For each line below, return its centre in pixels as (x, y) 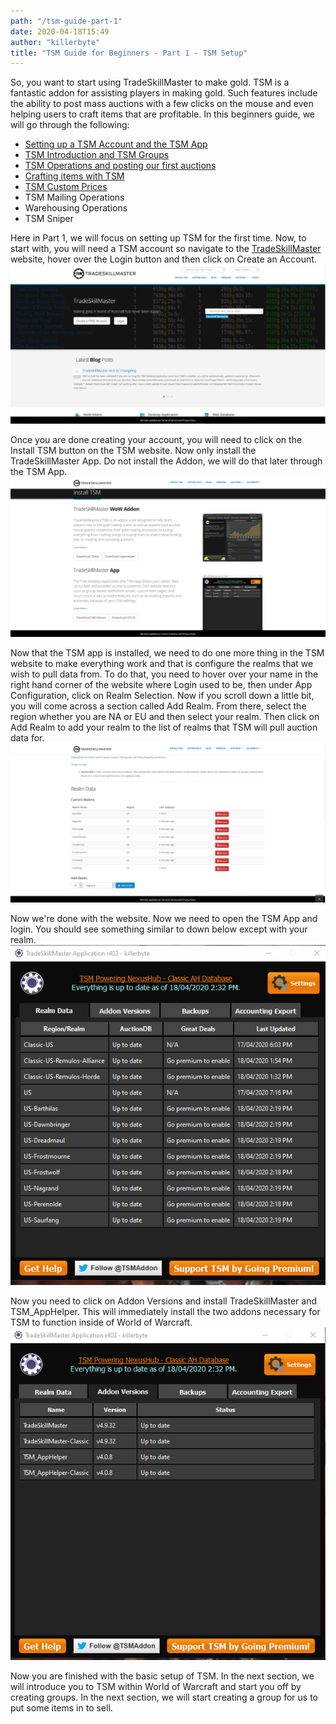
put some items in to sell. (61, 1708)
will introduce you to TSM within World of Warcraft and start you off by (156, 1687)
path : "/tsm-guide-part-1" (66, 21)
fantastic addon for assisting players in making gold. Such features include (164, 93)
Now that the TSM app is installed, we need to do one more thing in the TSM (167, 652)
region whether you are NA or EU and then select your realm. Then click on (165, 716)
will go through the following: (70, 125)
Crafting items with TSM (74, 176)
